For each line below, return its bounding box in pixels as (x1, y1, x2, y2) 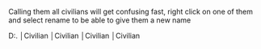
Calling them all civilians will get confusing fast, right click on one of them (8, 7, 253, 16)
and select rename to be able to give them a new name (8, 15, 192, 25)
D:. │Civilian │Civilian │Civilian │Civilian (8, 31, 141, 40)
